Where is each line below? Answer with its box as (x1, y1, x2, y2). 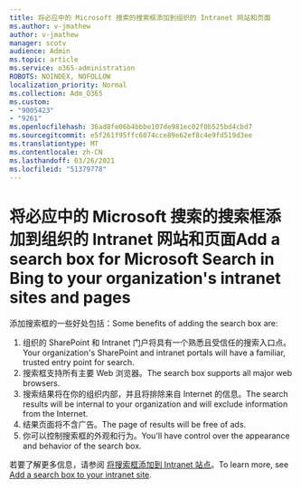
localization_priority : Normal (9, 80, 127, 89)
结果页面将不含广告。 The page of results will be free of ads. (22, 419, 247, 430)
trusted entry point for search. (22, 357, 136, 368)
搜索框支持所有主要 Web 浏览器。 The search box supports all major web (22, 368, 293, 379)
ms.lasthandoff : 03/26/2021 (9, 155, 116, 165)
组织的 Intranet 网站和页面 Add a (41, 229, 280, 249)
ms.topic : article (9, 55, 79, 64)
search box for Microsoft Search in (9, 249, 275, 269)
